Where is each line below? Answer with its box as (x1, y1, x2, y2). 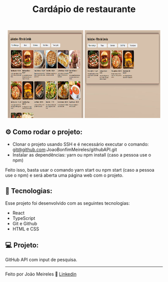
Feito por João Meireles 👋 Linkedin (5, 271, 76, 277)
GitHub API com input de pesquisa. (5, 257, 77, 263)
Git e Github (12, 220, 37, 226)
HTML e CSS (12, 226, 39, 232)
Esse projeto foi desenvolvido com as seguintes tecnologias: (5, 200, 130, 206)
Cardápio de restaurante (32, 4, 136, 15)
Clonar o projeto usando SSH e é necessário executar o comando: (12, 141, 149, 147)
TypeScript (12, 215, 35, 221)
